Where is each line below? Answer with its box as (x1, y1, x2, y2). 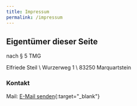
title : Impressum (6, 8, 50, 15)
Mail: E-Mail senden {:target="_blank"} (6, 92, 100, 99)
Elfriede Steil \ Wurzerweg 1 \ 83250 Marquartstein (6, 64, 132, 71)
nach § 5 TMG (6, 52, 41, 60)
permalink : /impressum (6, 14, 63, 20)
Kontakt (6, 79, 30, 87)
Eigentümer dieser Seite (6, 37, 98, 47)
